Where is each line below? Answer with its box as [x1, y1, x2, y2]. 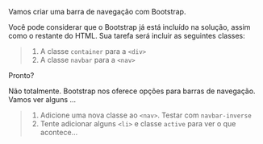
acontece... [40, 128, 78, 137]
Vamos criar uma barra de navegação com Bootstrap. [8, 7, 186, 16]
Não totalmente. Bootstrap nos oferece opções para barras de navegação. [8, 86, 256, 96]
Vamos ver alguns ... [8, 95, 77, 104]
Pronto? [8, 71, 35, 80]
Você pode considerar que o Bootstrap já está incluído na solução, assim [8, 23, 251, 31]
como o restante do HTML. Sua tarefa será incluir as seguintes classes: [8, 31, 246, 40]
